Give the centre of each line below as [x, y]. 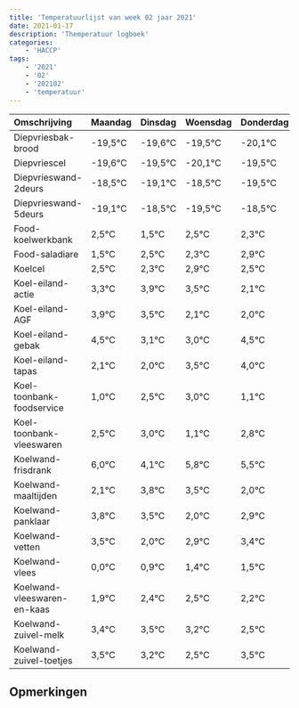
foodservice [39, 408]
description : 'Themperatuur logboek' [79, 34]
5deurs [29, 214]
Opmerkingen [48, 692]
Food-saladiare [46, 254]
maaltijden [36, 495]
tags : [19, 59]
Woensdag [209, 122]
